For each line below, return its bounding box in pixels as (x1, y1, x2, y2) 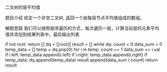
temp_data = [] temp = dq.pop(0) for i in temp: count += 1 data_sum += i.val (5, 46, 161, 52)
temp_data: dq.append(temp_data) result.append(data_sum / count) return (5, 57, 158, 63)
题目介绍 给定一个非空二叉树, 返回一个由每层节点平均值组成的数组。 (5, 15, 145, 21)
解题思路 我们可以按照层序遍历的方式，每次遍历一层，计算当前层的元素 (5, 25, 151, 31)
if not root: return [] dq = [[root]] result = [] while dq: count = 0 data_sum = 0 (5, 41, 163, 47)
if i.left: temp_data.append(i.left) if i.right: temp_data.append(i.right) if (5, 52, 148, 58)
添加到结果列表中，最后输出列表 (13, 32, 80, 37)
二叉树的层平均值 (5, 4, 40, 10)
